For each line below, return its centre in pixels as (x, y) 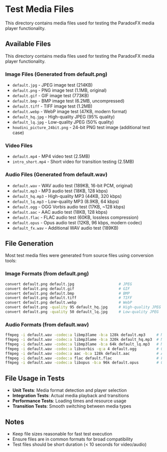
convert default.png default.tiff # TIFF (69, 298)
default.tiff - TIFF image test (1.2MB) (52, 106)
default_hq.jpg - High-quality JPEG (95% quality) (64, 117)
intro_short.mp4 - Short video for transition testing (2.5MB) (73, 162)
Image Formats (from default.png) (47, 274)
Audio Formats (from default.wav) (47, 324)
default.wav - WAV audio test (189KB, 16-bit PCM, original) (73, 185)
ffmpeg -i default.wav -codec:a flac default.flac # (82, 358)
